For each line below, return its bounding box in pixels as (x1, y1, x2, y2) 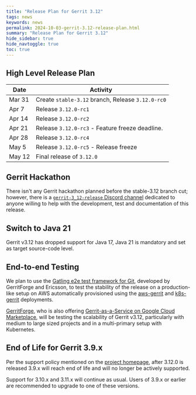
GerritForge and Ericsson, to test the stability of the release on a (6, 284, 161, 290)
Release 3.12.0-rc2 (36, 115, 90, 123)
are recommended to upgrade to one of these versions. (6, 382, 140, 389)
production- (161, 284, 191, 290)
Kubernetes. (6, 326, 36, 333)
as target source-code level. (6, 245, 74, 252)
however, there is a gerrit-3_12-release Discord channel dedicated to (6, 194, 176, 201)
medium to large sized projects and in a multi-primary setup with (6, 320, 162, 327)
